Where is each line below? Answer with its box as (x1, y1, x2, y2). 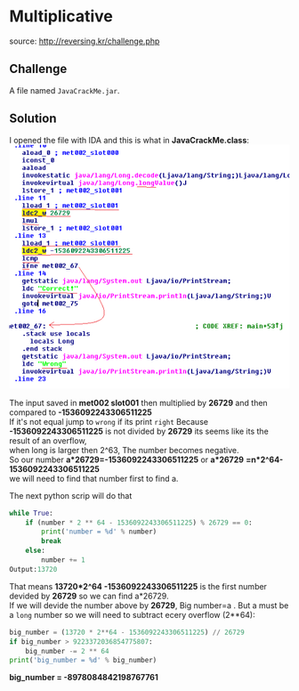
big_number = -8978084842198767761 (9, 672, 158, 683)
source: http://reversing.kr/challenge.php (9, 36, 160, 46)
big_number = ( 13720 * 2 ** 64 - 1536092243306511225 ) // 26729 (9, 628, 245, 637)
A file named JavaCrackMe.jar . (9, 85, 120, 95)
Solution (9, 111, 57, 126)
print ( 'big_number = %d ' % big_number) (9, 656, 158, 665)
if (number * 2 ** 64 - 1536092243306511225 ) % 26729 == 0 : (25, 518, 253, 527)
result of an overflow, (9, 435, 87, 446)
